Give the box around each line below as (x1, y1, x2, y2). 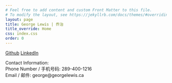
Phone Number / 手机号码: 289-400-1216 (5, 66, 92, 72)
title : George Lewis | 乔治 (5, 21, 64, 27)
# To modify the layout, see (5, 12, 68, 17)
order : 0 (5, 36, 24, 41)
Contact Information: (5, 60, 49, 66)
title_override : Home (5, 26, 52, 32)
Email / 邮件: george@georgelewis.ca (5, 72, 84, 78)
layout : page (5, 17, 33, 22)
